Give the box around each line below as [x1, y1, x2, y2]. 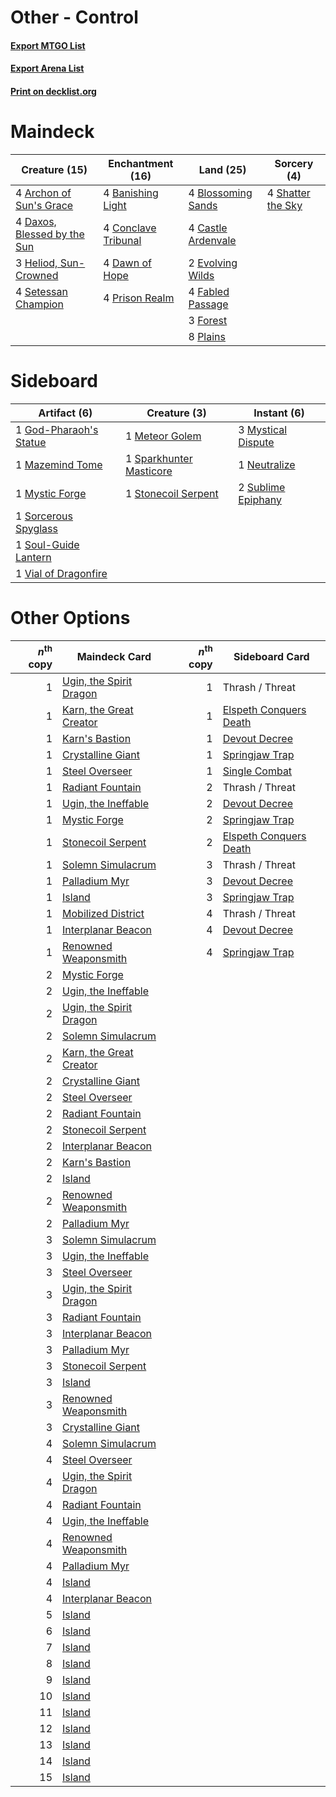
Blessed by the [15, 227, 85, 241]
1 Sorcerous [15, 509, 74, 523]
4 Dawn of [103, 256, 152, 270]
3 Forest [188, 313, 228, 327]
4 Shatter [266, 186, 311, 200]
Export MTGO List [10, 39, 86, 51]
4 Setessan [15, 284, 68, 298]
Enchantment [108, 156, 174, 170]
